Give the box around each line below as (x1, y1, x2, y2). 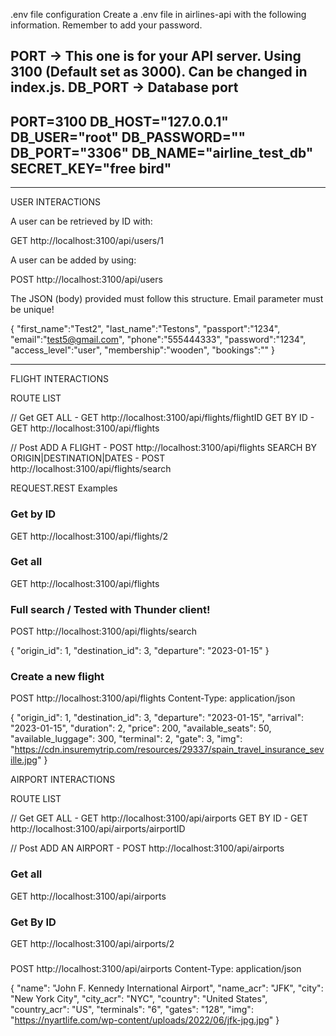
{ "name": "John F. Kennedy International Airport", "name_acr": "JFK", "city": (10, 982, 324, 994)
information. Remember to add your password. (10, 19, 203, 31)
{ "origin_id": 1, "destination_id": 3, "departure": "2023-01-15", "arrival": (10, 712, 304, 724)
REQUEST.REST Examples (10, 482, 118, 494)
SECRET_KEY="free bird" (10, 160, 172, 177)
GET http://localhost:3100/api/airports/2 (10, 937, 175, 949)
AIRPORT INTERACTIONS (10, 774, 116, 786)
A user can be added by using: (10, 254, 137, 266)
